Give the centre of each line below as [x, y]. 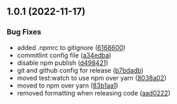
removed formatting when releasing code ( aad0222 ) [94, 93]
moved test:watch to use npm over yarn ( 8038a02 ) [92, 78]
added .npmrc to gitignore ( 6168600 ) [71, 47]
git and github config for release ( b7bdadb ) [80, 70]
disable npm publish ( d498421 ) [63, 63]
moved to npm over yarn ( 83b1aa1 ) [68, 85]
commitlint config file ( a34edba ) [64, 55]
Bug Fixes [24, 32]
